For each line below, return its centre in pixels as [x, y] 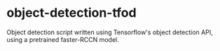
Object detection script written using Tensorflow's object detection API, [110, 32]
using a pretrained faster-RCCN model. [63, 39]
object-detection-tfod [72, 13]
